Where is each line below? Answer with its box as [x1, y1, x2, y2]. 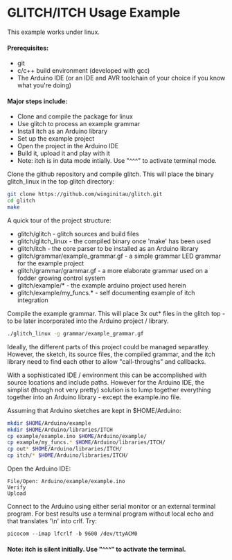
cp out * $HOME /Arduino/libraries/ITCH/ [7, 446, 123, 453]
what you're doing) [17, 81, 71, 89]
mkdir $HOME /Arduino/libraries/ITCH [7, 426, 113, 433]
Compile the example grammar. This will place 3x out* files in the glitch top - [7, 309, 226, 317]
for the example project [17, 259, 84, 268]
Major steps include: [7, 97, 68, 105]
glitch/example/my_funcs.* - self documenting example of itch [17, 288, 195, 297]
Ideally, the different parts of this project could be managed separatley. [7, 342, 210, 351]
